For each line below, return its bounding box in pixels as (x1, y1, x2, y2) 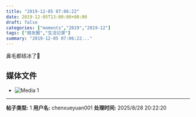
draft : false (6, 19, 38, 25)
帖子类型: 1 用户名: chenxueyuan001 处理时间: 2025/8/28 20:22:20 (6, 104, 167, 111)
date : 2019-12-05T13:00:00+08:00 (6, 14, 87, 20)
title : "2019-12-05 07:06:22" (6, 8, 80, 15)
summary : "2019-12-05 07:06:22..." (6, 36, 93, 41)
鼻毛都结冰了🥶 (6, 52, 41, 59)
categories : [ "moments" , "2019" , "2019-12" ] (6, 24, 111, 31)
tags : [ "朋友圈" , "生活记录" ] (6, 30, 71, 36)
